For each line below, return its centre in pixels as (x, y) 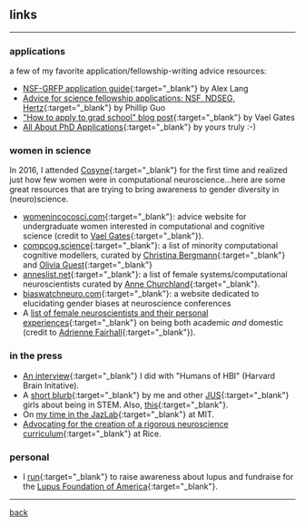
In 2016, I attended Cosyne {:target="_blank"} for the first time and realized (148, 170)
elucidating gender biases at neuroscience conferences (127, 304)
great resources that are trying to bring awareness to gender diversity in (144, 190)
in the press (36, 356)
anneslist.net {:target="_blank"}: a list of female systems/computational (155, 275)
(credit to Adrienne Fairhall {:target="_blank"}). (109, 332)
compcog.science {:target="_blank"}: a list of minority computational (150, 246)
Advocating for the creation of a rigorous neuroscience (125, 424)
